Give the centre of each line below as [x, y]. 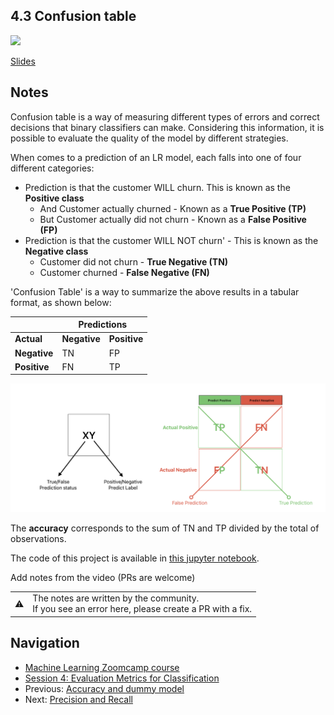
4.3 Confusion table [73, 16]
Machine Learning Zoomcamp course [102, 667]
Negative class [56, 251]
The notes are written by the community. [116, 598]
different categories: [52, 168]
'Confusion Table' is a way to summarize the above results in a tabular [155, 291]
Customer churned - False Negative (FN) [124, 272]
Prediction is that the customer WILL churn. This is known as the [157, 187]
